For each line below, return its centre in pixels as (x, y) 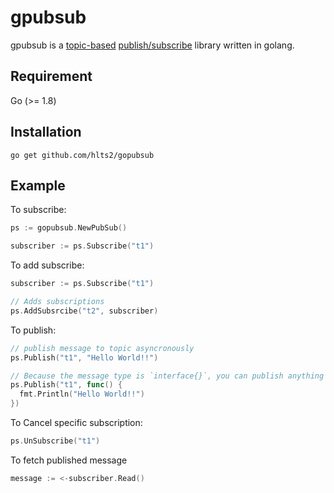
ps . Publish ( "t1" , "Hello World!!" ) (84, 357)
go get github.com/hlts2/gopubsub (82, 155)
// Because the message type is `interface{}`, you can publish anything (167, 376)
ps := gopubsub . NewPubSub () (69, 228)
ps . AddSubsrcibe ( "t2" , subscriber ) (84, 311)
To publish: (33, 330)
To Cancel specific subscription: (76, 422)
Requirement (51, 76)
